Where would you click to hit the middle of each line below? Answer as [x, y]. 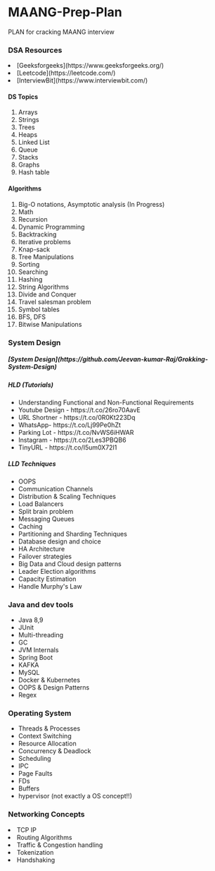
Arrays [28, 112]
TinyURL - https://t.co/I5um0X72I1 [67, 447]
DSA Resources [35, 50]
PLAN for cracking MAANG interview [61, 32]
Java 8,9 [31, 620]
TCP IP [27, 829]
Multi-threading [41, 635]
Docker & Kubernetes [49, 680]
